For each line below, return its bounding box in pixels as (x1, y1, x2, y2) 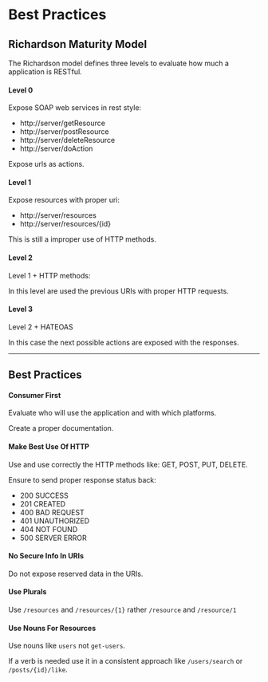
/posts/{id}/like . (8, 664, 68, 675)
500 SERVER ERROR (19, 533, 88, 542)
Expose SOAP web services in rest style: (8, 103, 142, 112)
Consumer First (8, 390, 61, 400)
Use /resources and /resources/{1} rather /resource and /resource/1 (8, 605, 237, 615)
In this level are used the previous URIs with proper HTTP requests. (8, 286, 229, 296)
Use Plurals (8, 587, 47, 597)
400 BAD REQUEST (19, 507, 85, 517)
